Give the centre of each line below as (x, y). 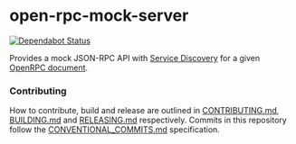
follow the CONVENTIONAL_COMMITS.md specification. (115, 130)
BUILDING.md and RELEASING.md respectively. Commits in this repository (148, 120)
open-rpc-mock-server (99, 16)
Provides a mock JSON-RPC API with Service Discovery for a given (135, 58)
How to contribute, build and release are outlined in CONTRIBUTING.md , (144, 111)
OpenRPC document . (49, 67)
